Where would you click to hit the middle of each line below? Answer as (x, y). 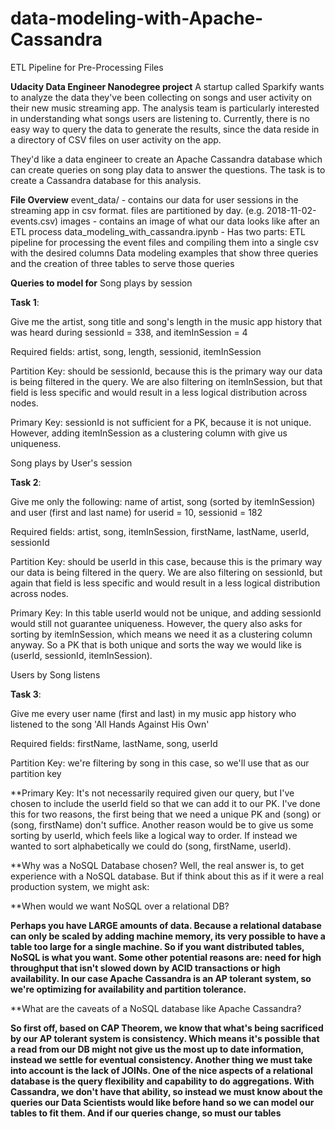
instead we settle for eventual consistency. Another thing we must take (161, 1059)
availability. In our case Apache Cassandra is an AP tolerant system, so (161, 978)
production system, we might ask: (80, 886)
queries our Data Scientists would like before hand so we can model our (162, 1102)
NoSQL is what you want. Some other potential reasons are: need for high (166, 957)
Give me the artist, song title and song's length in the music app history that (166, 321)
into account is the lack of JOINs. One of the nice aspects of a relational (161, 1070)
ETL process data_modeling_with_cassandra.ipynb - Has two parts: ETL (158, 231)
